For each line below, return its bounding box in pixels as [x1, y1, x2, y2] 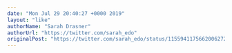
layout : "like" [7, 17, 51, 23]
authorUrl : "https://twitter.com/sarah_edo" [7, 29, 137, 36]
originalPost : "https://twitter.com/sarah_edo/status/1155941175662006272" [7, 36, 230, 43]
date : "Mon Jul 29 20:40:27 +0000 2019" [7, 10, 126, 17]
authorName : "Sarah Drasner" [7, 23, 91, 30]
